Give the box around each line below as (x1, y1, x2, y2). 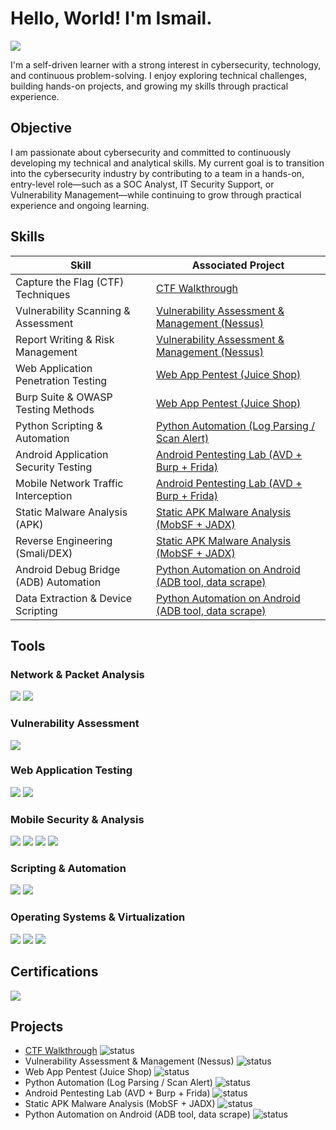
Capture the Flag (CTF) (15, 275, 125, 289)
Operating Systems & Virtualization (10, 910, 186, 924)
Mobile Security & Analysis (10, 812, 145, 826)
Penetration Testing (15, 373, 108, 387)
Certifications (10, 963, 99, 981)
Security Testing (15, 460, 93, 474)
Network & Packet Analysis (10, 667, 145, 681)
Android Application (15, 447, 109, 461)
